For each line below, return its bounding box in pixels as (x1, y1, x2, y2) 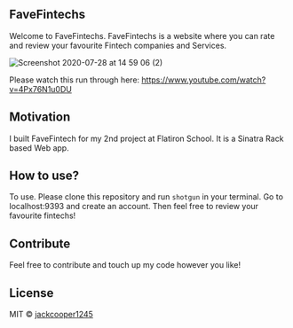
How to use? (9, 168, 80, 184)
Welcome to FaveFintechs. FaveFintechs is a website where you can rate (9, 30, 275, 41)
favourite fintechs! (9, 210, 76, 221)
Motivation (9, 110, 71, 125)
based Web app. (9, 142, 69, 153)
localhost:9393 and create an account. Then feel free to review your (9, 201, 259, 212)
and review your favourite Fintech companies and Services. (9, 40, 227, 51)
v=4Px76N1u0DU (9, 83, 73, 94)
